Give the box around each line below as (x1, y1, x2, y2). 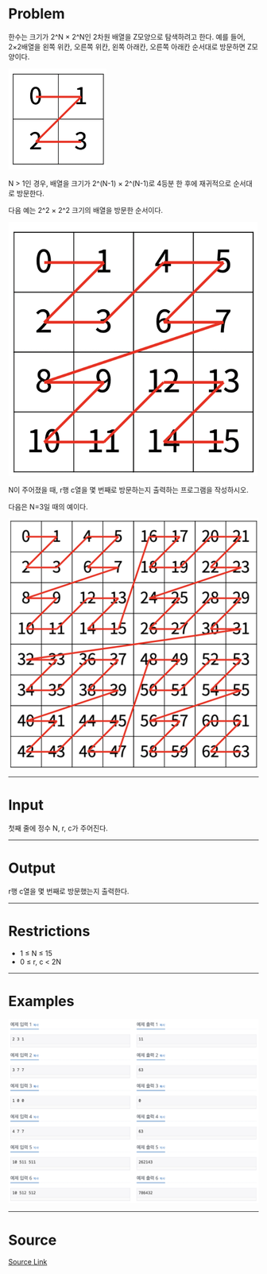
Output (8, 859, 56, 877)
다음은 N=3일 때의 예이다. (8, 501, 89, 511)
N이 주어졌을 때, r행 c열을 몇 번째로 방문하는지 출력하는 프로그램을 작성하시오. (8, 485, 249, 494)
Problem (8, 5, 65, 23)
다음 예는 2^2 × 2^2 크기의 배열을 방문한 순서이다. (8, 205, 164, 215)
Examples (8, 992, 75, 1010)
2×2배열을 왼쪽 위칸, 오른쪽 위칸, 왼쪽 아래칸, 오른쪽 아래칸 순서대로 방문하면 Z (8, 41, 252, 52)
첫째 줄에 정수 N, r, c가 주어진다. (8, 823, 109, 833)
